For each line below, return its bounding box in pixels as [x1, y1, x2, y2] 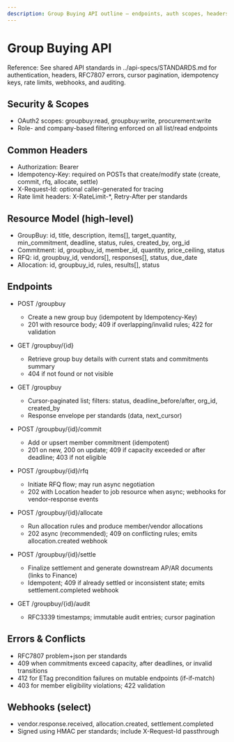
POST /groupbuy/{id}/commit [17, 424, 102, 433]
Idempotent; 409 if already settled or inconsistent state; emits [27, 578, 205, 587]
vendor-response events [27, 495, 99, 503]
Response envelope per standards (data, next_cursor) [27, 411, 182, 419]
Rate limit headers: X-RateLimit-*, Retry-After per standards [17, 192, 188, 201]
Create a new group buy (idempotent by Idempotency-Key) [27, 313, 198, 321]
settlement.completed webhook [27, 586, 119, 594]
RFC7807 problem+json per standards [17, 651, 127, 660]
